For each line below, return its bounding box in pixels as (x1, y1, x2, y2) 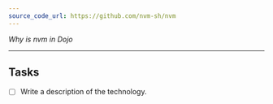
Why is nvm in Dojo (8, 34, 73, 44)
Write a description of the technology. (19, 87, 147, 97)
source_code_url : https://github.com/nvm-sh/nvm (8, 11, 176, 20)
